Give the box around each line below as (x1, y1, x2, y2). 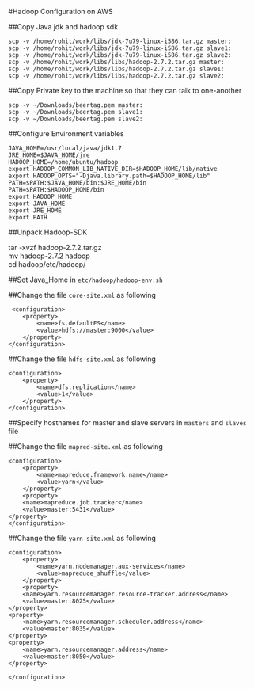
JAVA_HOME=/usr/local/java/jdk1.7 (8, 144, 123, 152)
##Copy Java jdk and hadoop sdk (8, 22, 119, 31)
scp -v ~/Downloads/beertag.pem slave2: (8, 115, 144, 123)
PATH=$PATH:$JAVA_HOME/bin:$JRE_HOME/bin (8, 179, 147, 187)
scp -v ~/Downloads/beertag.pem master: (8, 101, 144, 109)
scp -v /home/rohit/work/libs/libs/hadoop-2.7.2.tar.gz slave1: (8, 65, 225, 73)
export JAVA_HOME (8, 200, 66, 207)
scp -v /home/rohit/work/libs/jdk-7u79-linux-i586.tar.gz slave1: (8, 44, 232, 52)
